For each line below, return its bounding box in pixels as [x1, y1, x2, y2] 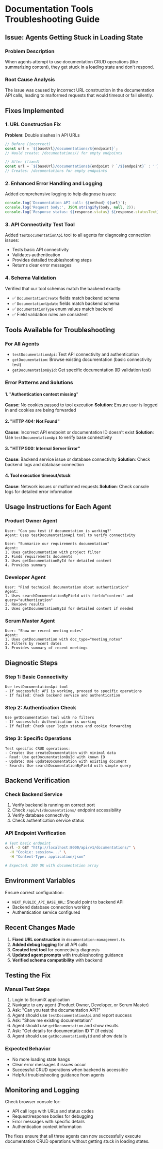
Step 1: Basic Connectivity [5, 673, 68, 680]
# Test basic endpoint [5, 841, 51, 846]
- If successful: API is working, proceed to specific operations [5, 689, 142, 694]
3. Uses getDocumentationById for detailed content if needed [5, 606, 133, 611]
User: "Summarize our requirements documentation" [5, 541, 110, 546]
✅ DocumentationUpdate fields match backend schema [12, 301, 120, 306]
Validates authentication [12, 252, 61, 258]
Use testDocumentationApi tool [5, 684, 68, 690]
